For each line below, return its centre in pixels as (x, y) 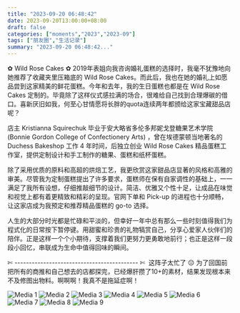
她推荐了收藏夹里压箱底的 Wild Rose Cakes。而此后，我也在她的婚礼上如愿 (117, 77)
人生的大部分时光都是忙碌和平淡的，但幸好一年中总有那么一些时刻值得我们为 (120, 221)
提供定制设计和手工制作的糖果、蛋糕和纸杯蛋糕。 (98, 155)
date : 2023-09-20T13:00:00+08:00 (57, 21)
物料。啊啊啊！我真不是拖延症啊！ (89, 280)
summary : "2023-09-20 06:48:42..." (60, 47)
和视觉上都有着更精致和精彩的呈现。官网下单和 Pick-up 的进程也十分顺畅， (117, 196)
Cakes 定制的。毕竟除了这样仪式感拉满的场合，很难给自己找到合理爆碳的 (114, 95)
